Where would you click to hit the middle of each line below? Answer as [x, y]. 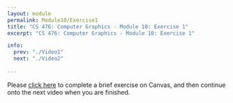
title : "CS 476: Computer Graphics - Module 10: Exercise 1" [98, 26]
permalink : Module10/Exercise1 [53, 20]
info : [15, 46]
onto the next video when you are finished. [69, 92]
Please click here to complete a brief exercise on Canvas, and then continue [116, 85]
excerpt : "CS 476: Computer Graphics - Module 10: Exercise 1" [101, 33]
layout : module [29, 14]
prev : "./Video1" [39, 52]
